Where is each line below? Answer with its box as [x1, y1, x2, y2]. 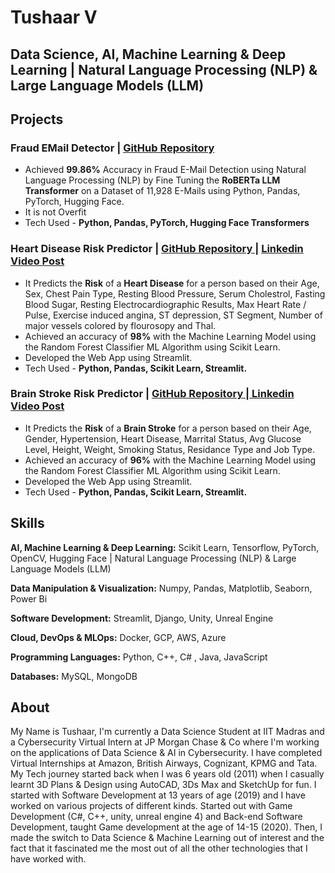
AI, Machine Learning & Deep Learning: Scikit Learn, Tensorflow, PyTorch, [10, 541, 320, 553]
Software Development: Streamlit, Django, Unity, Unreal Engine [10, 612, 274, 624]
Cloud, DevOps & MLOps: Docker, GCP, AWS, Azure [10, 631, 227, 643]
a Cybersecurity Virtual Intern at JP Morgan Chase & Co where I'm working [10, 736, 320, 748]
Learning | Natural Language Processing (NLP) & [10, 61, 318, 78]
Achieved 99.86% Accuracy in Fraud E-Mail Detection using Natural [24, 164, 307, 176]
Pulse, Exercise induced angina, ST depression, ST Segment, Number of [24, 309, 323, 321]
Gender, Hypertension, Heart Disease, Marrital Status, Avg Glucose [24, 432, 302, 445]
